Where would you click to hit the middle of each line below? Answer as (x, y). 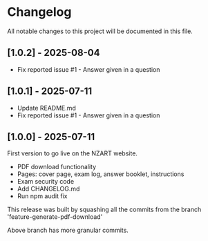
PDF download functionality (57, 167)
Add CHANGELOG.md (48, 189)
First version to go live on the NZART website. (73, 153)
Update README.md (46, 108)
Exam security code (46, 182)
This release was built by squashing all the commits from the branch (104, 210)
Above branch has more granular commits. (68, 230)
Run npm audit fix (42, 196)
